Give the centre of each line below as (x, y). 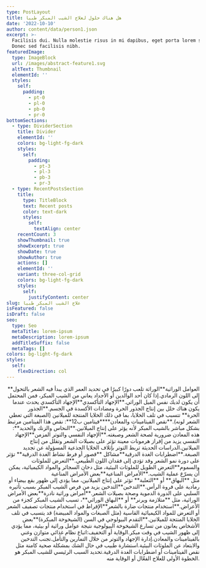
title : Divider (37, 132)
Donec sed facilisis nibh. (46, 47)
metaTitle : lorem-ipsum (42, 331)
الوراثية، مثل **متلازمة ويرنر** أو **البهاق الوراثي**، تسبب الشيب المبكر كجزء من (106, 499)
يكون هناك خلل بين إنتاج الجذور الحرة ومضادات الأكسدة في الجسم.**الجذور (114, 408)
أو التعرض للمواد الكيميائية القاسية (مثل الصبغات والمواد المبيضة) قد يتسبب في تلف (105, 512)
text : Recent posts (47, 206)
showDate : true (37, 251)
